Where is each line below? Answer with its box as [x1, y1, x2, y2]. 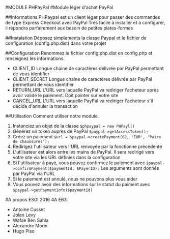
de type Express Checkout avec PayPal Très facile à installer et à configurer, [5, 20, 165, 25]
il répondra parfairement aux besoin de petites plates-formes [5, 25, 133, 31]
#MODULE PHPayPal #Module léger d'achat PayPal [5, 5, 114, 10]
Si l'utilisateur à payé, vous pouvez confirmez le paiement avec [12, 160, 145, 166]
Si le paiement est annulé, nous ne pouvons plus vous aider [12, 176, 138, 182]
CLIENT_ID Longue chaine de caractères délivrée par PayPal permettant [12, 66, 164, 71]
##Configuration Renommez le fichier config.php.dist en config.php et [5, 50, 153, 56]
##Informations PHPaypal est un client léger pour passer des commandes [5, 14, 160, 20]
